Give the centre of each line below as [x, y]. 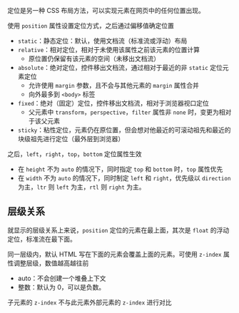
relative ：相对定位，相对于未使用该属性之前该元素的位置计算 [109, 50]
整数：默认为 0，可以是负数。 [61, 287]
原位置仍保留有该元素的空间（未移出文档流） [94, 58]
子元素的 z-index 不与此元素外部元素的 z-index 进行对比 [90, 302]
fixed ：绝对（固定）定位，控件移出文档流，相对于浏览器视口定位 [113, 103]
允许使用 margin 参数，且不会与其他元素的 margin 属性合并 [114, 85]
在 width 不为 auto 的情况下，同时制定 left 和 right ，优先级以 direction [124, 178]
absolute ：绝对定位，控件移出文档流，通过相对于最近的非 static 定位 [120, 67]
